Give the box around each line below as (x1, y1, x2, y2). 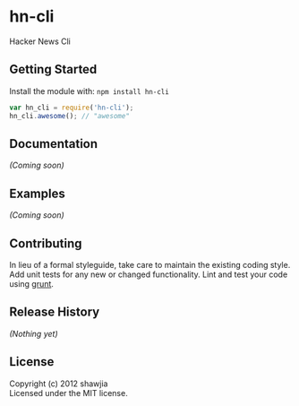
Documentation (9, 136, 98, 151)
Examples (9, 186, 65, 201)
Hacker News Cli (9, 36, 72, 47)
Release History (9, 305, 100, 320)
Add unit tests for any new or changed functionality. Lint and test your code (9, 269, 288, 280)
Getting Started (9, 62, 98, 77)
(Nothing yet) (9, 328, 58, 339)
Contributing (9, 236, 82, 251)
